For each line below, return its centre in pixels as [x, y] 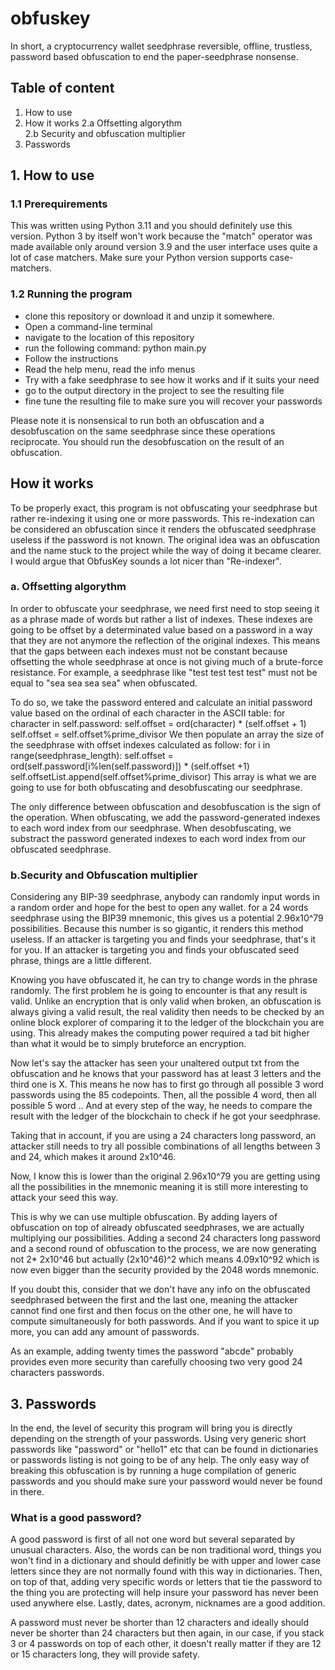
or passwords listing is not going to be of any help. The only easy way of [160, 1459]
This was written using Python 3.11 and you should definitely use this [151, 226]
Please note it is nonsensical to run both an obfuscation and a [137, 420]
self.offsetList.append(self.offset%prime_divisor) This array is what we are [163, 776]
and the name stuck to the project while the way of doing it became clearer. [166, 550]
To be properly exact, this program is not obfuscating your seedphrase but [164, 508]
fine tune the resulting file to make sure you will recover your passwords [173, 401]
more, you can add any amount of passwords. [105, 1332]
